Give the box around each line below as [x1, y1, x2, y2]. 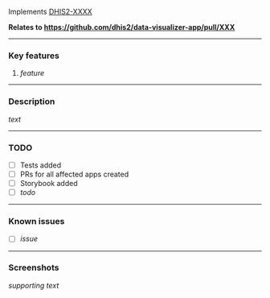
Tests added [19, 160, 62, 170]
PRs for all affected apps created [19, 169, 129, 179]
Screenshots [8, 262, 59, 273]
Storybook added [19, 179, 78, 188]
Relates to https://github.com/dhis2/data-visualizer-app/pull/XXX [8, 23, 235, 31]
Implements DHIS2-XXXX [8, 7, 92, 16]
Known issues [8, 216, 65, 227]
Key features [8, 50, 60, 61]
